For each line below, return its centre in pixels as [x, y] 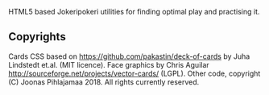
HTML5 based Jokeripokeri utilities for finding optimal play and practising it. [134, 12]
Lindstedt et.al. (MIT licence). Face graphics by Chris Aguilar [109, 64]
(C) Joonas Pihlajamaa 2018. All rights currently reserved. [104, 82]
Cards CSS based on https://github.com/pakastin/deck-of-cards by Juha [129, 56]
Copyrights [37, 37]
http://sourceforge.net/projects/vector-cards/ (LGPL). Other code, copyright [134, 73]
